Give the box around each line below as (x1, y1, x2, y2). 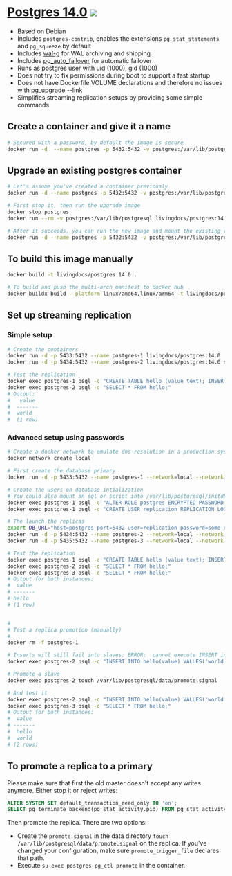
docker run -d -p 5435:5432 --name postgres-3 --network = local (7, 537, 193, 544)
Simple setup (7, 330, 52, 340)
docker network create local (7, 455, 91, 462)
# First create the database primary (7, 467, 116, 474)
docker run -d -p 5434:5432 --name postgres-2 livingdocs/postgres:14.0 (7, 359, 221, 366)
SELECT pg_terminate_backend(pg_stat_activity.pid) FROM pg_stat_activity (7, 806, 227, 813)
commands (17, 100, 50, 109)
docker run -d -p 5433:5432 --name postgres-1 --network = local (7, 474, 193, 481)
